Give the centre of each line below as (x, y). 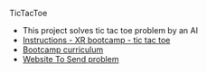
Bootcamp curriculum (63, 50)
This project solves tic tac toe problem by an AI (110, 30)
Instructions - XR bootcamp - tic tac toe (96, 40)
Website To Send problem (71, 59)
